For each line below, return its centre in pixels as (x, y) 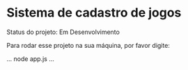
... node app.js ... (31, 59)
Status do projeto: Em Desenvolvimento (63, 32)
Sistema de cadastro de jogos (94, 13)
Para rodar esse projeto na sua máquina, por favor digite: (88, 45)
